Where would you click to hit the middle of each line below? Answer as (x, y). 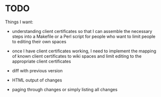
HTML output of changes (37, 80)
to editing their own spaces (39, 41)
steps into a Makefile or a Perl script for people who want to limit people (84, 36)
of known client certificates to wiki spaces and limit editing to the (77, 56)
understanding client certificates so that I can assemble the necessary (82, 31)
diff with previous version (37, 70)
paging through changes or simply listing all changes (65, 89)
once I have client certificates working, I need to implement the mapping (84, 51)
